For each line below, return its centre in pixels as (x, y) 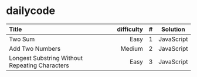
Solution (173, 29)
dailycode (31, 11)
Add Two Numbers (35, 48)
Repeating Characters (39, 65)
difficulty (130, 29)
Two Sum (22, 39)
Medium (132, 48)
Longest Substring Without (46, 58)
